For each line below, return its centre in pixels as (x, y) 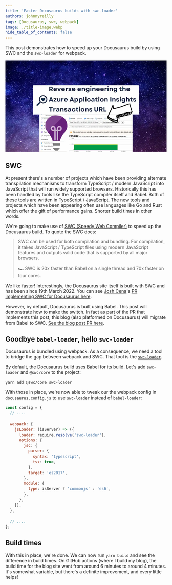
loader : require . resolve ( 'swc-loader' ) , (62, 435)
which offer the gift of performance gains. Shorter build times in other (79, 211)
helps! (12, 577)
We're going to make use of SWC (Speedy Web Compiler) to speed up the (83, 227)
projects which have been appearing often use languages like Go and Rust (84, 205)
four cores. (29, 276)
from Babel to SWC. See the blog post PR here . (55, 323)
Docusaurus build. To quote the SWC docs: (51, 232)
